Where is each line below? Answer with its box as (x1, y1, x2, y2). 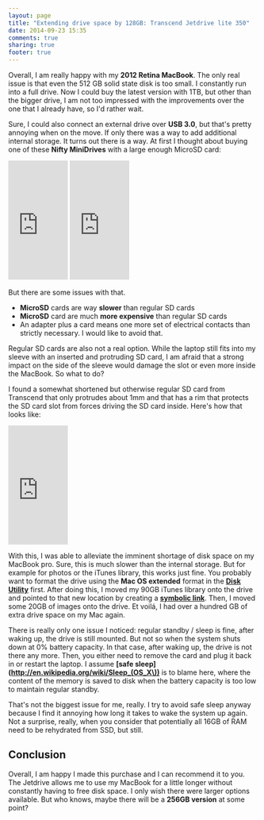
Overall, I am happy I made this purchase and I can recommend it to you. (8, 769, 246, 779)
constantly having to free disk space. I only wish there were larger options (8, 786, 250, 795)
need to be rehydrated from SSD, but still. (8, 726, 144, 734)
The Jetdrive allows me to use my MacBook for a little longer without (8, 777, 233, 787)
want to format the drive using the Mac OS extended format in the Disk (8, 576, 242, 586)
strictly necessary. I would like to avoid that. (19, 329, 163, 337)
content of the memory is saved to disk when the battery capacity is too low (8, 676, 257, 685)
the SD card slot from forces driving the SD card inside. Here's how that (8, 402, 243, 410)
